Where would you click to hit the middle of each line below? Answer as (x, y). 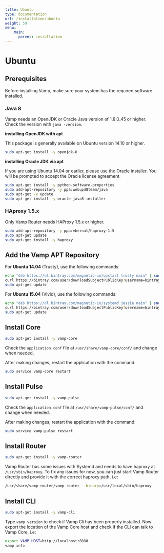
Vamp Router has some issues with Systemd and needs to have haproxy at (80, 467)
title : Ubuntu (20, 10)
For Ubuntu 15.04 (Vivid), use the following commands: (61, 294)
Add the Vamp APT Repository (52, 255)
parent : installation (40, 37)
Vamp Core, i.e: (20, 532)
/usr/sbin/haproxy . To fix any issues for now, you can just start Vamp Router (82, 472)
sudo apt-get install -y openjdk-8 (41, 152)
